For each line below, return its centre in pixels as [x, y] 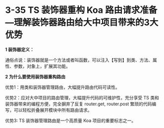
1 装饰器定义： [20, 49]
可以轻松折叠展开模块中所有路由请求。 [53, 110]
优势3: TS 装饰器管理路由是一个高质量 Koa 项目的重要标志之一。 [71, 120]
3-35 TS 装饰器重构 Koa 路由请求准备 [81, 10]
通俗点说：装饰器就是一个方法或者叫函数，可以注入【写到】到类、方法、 [79, 60]
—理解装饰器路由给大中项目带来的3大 [82, 22]
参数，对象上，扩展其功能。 [42, 66]
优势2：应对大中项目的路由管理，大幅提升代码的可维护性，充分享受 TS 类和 [82, 97]
